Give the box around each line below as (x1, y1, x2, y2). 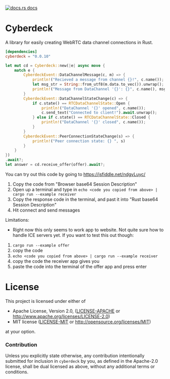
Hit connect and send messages (12, 207, 80, 213)
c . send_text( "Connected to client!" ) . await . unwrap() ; (41, 110, 157, 115)
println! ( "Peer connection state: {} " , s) (32, 139, 125, 144)
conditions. (5, 369, 29, 375)
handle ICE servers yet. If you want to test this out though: (12, 232, 134, 238)
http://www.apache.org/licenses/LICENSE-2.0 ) (12, 313, 110, 319)
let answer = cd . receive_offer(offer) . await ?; (5, 162, 105, 167)
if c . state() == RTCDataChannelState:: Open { (32, 100, 130, 106)
